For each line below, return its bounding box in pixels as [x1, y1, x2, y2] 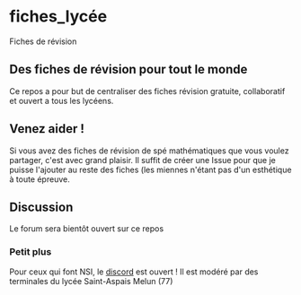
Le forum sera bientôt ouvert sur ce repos [9, 223, 164, 234]
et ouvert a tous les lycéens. [9, 95, 114, 106]
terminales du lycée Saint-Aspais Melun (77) [9, 275, 173, 286]
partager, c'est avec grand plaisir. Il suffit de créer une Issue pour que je [9, 154, 276, 165]
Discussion [9, 199, 74, 214]
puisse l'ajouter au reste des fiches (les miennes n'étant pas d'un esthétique [9, 164, 292, 175]
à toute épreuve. [9, 173, 70, 185]
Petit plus [9, 246, 52, 258]
